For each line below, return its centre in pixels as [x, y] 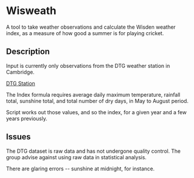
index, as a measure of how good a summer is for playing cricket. [85, 33]
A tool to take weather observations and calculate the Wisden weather [91, 27]
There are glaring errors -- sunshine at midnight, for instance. [80, 169]
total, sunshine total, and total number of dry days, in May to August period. [97, 101]
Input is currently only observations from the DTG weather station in [88, 66]
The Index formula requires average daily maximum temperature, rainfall [93, 94]
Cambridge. [21, 72]
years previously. [27, 118]
